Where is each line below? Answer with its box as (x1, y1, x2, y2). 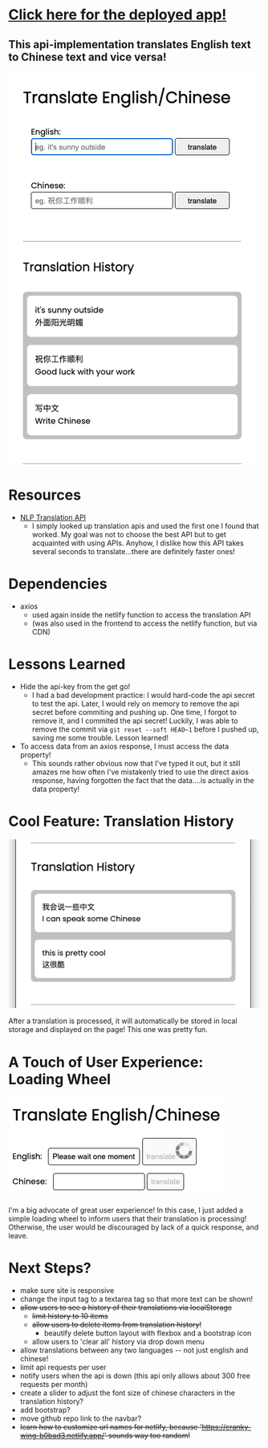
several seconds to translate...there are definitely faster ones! (31, 546, 235, 556)
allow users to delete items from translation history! (31, 1320, 202, 1330)
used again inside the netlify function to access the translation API (31, 610, 251, 619)
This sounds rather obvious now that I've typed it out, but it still (31, 758, 241, 768)
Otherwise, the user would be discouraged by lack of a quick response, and (8, 1222, 259, 1232)
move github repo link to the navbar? (19, 1413, 142, 1423)
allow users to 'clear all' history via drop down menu (31, 1337, 205, 1347)
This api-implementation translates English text (8, 38, 251, 51)
